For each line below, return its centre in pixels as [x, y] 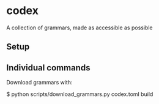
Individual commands [48, 68]
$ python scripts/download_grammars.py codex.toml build [80, 94]
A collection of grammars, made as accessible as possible [79, 28]
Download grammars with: [39, 83]
